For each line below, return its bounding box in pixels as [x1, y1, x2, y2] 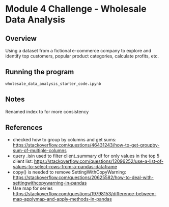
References [5, 123, 43, 132]
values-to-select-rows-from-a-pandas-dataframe [12, 164, 118, 170]
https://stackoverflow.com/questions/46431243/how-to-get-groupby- [12, 142, 160, 148]
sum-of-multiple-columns [12, 147, 67, 154]
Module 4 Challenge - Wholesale [5, 3, 147, 15]
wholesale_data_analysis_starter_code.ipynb [5, 81, 101, 86]
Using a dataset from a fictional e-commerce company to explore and [5, 48, 152, 53]
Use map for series [12, 185, 53, 191]
